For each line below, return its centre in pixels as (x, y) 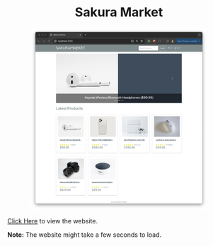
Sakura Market (119, 12)
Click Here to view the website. (52, 221)
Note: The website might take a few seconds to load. (85, 235)
